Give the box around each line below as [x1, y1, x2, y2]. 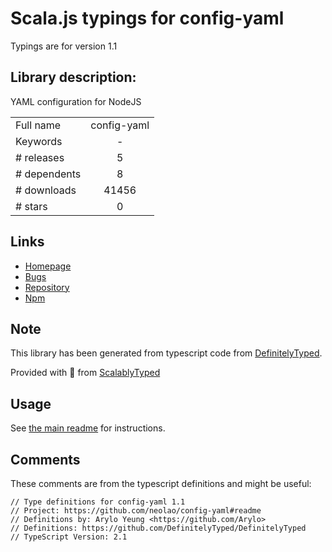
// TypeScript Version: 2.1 [10, 532, 128, 542]
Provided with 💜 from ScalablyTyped [10, 367, 161, 379]
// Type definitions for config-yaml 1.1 [10, 497, 186, 507]
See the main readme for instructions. [10, 422, 166, 434]
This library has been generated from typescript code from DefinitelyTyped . [10, 347, 323, 359]
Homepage [24, 260, 72, 272]
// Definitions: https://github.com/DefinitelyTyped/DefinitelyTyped [10, 523, 307, 533]
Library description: [10, 69, 137, 86]
